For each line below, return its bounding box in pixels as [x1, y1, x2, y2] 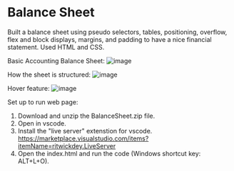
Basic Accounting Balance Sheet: [7, 56, 105, 65]
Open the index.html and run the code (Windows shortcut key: [17, 149, 201, 158]
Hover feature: [7, 84, 50, 92]
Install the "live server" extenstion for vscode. [17, 126, 153, 135]
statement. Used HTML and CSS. [7, 43, 105, 51]
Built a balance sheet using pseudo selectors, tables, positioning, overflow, [7, 28, 228, 36]
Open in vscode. [17, 118, 66, 128]
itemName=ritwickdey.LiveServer [17, 141, 116, 150]
